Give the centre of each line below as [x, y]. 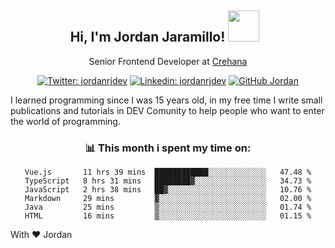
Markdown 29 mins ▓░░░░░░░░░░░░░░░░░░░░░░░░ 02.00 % [168, 199]
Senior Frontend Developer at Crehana [168, 61]
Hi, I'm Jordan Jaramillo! [147, 37]
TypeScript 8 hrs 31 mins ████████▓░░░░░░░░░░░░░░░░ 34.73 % [168, 181]
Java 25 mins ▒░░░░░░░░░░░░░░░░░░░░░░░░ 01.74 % [168, 207]
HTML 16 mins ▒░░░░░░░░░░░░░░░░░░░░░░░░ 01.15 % [168, 216]
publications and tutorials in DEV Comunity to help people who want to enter [167, 110]
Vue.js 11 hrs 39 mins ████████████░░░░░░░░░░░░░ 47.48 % [168, 172]
